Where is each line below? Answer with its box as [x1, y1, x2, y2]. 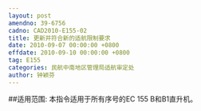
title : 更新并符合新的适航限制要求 [8, 34, 111, 42]
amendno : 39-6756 [8, 19, 66, 27]
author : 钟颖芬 [8, 71, 55, 79]
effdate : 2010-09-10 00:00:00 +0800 [8, 49, 130, 57]
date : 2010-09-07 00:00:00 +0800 [8, 42, 120, 50]
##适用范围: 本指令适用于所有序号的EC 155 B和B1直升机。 [8, 93, 198, 104]
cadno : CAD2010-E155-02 [8, 26, 88, 34]
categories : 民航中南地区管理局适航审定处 [8, 64, 135, 72]
